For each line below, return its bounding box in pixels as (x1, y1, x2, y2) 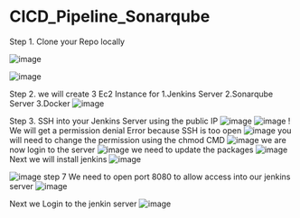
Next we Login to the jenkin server (9, 198, 137, 209)
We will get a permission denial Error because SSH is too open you (9, 124, 292, 136)
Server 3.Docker (9, 97, 70, 109)
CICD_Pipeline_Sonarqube (9, 6, 211, 27)
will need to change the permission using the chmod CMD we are (9, 134, 286, 145)
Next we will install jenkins (9, 153, 108, 164)
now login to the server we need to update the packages (9, 144, 254, 155)
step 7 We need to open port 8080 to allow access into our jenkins (43, 171, 291, 182)
